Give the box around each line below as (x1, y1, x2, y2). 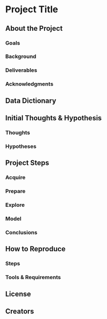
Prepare (5, 188, 26, 195)
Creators (5, 307, 34, 315)
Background (5, 53, 37, 60)
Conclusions (5, 229, 37, 236)
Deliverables (5, 67, 37, 74)
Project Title (5, 4, 58, 15)
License (5, 289, 31, 298)
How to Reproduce (5, 245, 66, 253)
